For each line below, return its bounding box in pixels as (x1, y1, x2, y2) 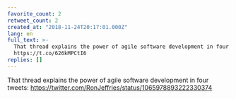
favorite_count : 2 (7, 10, 61, 18)
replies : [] (7, 57, 42, 64)
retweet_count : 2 (7, 17, 59, 24)
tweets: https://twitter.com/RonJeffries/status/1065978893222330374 (7, 83, 213, 92)
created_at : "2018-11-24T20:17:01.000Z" (7, 23, 129, 30)
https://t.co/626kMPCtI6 (13, 50, 87, 57)
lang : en (7, 30, 33, 37)
